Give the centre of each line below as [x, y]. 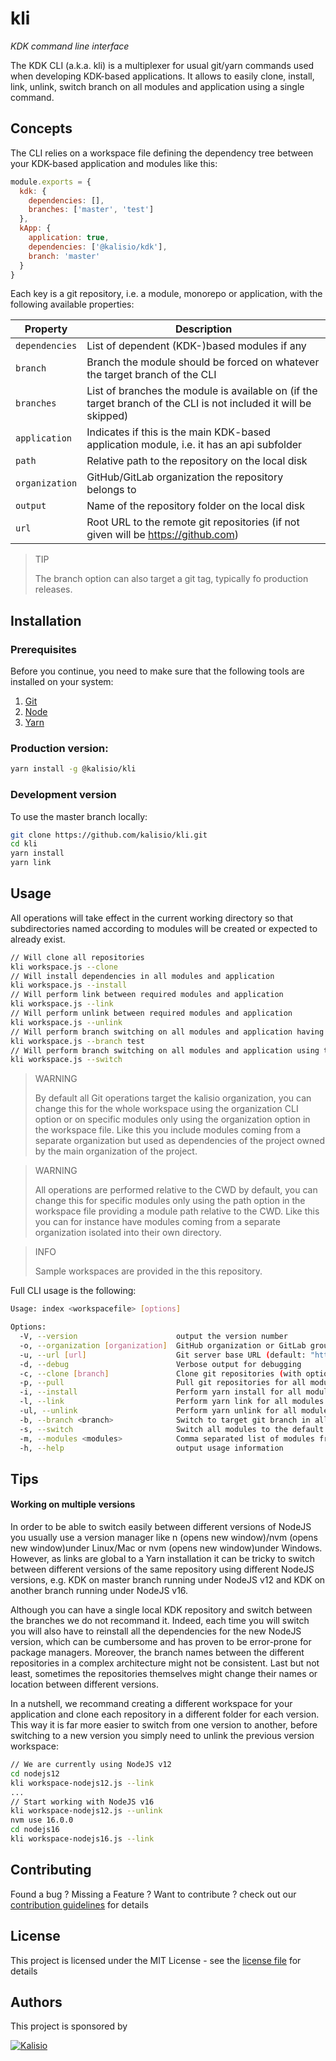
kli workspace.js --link [62, 1004]
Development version [63, 795]
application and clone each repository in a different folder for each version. [165, 1714]
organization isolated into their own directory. [128, 1233]
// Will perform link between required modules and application [147, 995]
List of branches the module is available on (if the [202, 391]
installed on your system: [62, 682]
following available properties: [72, 304]
